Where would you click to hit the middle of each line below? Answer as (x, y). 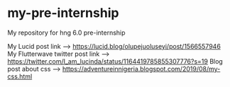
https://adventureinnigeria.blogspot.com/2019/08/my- (141, 69)
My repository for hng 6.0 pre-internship (66, 33)
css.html (20, 76)
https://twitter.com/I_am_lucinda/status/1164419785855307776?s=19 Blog (115, 61)
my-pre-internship (63, 13)
